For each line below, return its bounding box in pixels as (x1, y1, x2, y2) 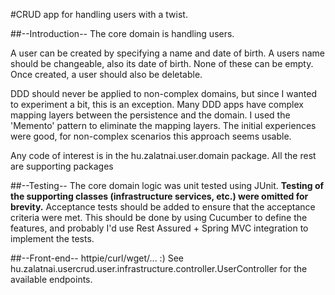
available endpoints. (10, 274, 93, 285)
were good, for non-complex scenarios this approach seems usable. (10, 130, 292, 142)
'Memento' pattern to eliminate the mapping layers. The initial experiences (10, 120, 317, 131)
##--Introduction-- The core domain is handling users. (10, 28, 235, 39)
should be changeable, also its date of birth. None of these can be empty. (10, 58, 314, 69)
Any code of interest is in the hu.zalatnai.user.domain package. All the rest (10, 150, 317, 161)
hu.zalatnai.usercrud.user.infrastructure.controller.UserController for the (10, 263, 308, 274)
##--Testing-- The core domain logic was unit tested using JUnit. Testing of (10, 180, 325, 191)
